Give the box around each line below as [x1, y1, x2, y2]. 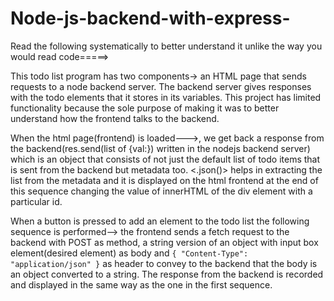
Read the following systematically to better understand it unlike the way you [10, 40, 323, 52]
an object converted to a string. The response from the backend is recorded [10, 268, 324, 280]
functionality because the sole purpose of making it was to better [10, 102, 280, 114]
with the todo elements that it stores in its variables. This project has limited [10, 91, 322, 103]
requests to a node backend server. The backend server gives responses [10, 80, 312, 92]
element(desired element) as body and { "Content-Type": [10, 247, 249, 259]
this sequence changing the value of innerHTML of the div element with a [10, 185, 313, 197]
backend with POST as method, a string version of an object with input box [10, 236, 319, 248]
